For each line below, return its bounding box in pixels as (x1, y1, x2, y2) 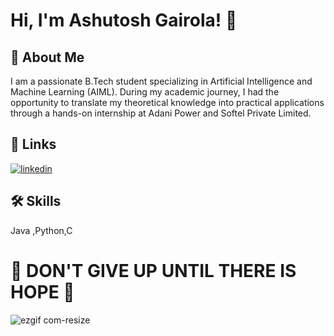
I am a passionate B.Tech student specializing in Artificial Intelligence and (10, 75, 313, 87)
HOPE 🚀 (10, 280, 75, 303)
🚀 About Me (10, 49, 85, 66)
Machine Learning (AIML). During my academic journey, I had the (10, 86, 280, 98)
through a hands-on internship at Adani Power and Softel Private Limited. (10, 107, 312, 119)
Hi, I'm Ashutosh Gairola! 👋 (10, 9, 238, 32)
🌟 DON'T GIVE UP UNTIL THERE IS (10, 259, 297, 282)
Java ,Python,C (10, 224, 73, 236)
